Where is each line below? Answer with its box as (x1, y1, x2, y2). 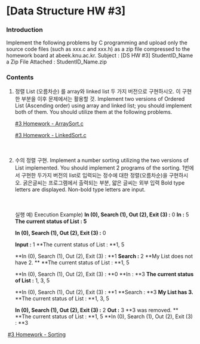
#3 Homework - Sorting (7, 331, 66, 338)
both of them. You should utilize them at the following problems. (14, 108, 173, 115)
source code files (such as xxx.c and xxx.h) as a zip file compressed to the (6, 46, 190, 53)
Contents (6, 73, 34, 82)
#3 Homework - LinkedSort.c (14, 131, 87, 138)
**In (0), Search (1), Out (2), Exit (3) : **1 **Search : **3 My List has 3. (14, 288, 194, 295)
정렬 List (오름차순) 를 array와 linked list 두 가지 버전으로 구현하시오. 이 (14, 87, 181, 95)
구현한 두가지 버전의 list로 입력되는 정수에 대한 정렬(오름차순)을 (21, 171, 168, 179)
